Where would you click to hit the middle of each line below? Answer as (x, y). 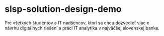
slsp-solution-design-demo (63, 9)
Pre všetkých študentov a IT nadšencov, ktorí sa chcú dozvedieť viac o (77, 23)
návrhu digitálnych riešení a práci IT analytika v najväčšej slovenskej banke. (82, 28)
